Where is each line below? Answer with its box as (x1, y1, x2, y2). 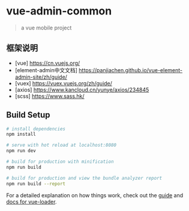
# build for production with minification (6, 159, 114, 165)
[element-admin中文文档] (14, 66, 78, 73)
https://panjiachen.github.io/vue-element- (79, 66, 183, 73)
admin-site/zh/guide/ (14, 73, 68, 81)
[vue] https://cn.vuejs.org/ (14, 59, 80, 67)
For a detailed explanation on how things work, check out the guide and (6, 191, 184, 199)
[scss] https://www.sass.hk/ (14, 92, 85, 100)
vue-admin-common (6, 4, 112, 18)
